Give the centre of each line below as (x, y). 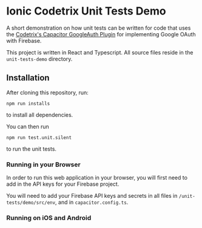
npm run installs (28, 103)
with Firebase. (24, 41)
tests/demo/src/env (31, 203)
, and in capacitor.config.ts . (92, 202)
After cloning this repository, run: (48, 93)
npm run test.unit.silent (39, 137)
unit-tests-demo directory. (39, 59)
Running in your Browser (43, 164)
